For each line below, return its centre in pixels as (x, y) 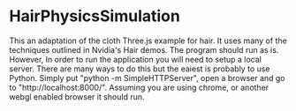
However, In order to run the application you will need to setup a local (136, 59)
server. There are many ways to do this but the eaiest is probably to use (140, 69)
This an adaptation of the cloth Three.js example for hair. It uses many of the (148, 41)
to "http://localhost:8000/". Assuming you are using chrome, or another (139, 87)
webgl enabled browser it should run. (77, 96)
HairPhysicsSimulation (95, 16)
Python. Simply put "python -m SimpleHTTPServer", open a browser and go (147, 78)
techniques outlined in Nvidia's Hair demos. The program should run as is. (144, 49)
